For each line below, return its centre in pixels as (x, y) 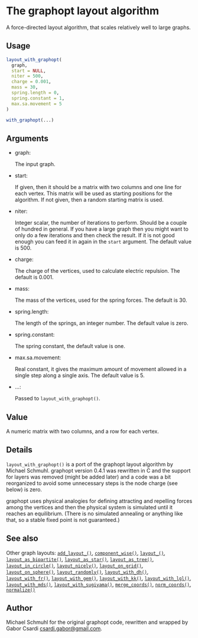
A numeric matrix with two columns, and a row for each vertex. (83, 431)
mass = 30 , (25, 87)
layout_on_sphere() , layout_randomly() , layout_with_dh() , (77, 572)
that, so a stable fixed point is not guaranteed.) (63, 519)
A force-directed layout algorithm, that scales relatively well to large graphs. (98, 27)
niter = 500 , (27, 76)
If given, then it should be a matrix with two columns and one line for (98, 187)
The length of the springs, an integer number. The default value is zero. (101, 323)
